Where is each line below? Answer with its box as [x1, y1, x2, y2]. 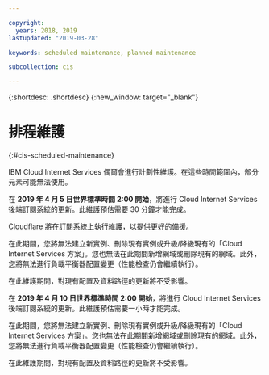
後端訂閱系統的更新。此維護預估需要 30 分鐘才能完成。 [8, 204, 191, 214]
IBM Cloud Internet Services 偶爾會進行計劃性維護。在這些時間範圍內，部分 [8, 167, 259, 177]
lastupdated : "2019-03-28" [8, 34, 99, 42]
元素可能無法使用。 [8, 177, 72, 187]
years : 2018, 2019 [15, 26, 78, 35]
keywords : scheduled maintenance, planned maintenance [8, 48, 197, 57]
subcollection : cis [8, 63, 74, 71]
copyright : [8, 19, 45, 27]
